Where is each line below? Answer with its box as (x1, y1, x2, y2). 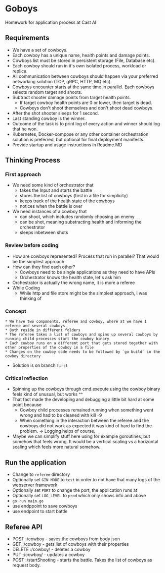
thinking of (19, 295, 42, 301)
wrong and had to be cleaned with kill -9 (19, 412, 102, 418)
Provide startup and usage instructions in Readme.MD (12, 142, 123, 148)
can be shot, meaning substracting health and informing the (19, 219, 142, 225)
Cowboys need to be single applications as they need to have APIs (19, 269, 156, 275)
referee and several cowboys (5, 323, 65, 329)
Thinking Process (5, 156, 60, 165)
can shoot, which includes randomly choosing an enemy (19, 214, 135, 220)
